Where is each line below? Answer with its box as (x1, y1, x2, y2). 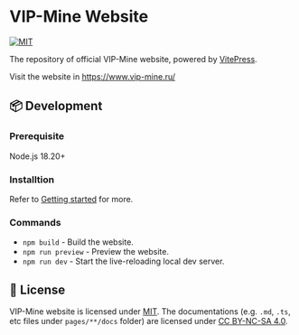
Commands (9, 216, 61, 228)
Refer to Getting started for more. (9, 193, 134, 204)
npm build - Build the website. (22, 237, 134, 247)
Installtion (9, 173, 55, 186)
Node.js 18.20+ (9, 151, 66, 162)
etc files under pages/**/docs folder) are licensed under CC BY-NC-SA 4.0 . (9, 316, 288, 327)
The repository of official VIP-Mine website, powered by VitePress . (9, 53, 257, 64)
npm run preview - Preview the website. (22, 247, 170, 257)
